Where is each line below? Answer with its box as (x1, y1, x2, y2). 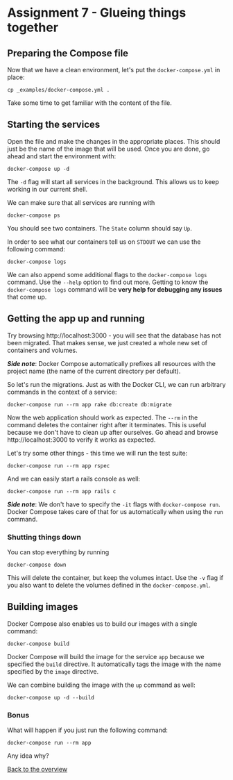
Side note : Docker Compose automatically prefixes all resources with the (7, 359, 216, 367)
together (7, 19, 59, 35)
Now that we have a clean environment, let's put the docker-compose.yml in (7, 66, 221, 74)
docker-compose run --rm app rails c (7, 488, 116, 495)
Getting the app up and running (7, 313, 145, 324)
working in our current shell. (7, 185, 88, 193)
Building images (7, 601, 78, 613)
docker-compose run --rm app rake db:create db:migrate (7, 401, 172, 408)
